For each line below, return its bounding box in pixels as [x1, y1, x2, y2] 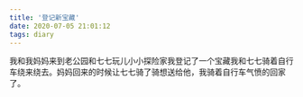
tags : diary [9, 30, 54, 39]
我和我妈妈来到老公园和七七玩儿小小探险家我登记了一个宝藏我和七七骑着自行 [9, 56, 294, 66]
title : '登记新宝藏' [9, 13, 79, 22]
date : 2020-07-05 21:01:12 [9, 22, 111, 31]
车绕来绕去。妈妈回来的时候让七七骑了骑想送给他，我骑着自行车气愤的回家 [9, 66, 286, 77]
